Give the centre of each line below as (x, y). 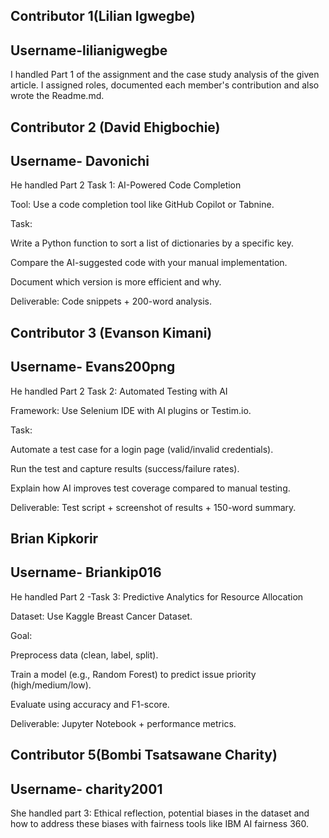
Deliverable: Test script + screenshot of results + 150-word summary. (153, 507)
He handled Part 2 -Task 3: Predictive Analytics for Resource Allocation (157, 596)
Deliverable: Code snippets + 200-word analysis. (111, 301)
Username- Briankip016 (86, 572)
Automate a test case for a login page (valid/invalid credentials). (142, 449)
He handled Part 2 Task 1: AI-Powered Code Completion (126, 185)
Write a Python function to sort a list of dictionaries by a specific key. (152, 243)
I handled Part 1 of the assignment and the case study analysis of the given (165, 75)
